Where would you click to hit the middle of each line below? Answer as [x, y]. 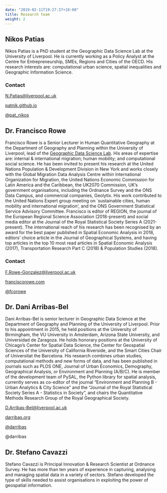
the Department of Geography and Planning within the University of [74, 148]
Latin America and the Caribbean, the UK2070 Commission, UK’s [72, 185]
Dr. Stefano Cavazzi [37, 452]
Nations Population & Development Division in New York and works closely [82, 169]
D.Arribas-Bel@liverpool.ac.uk [36, 408]
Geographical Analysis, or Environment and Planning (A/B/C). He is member [83, 372]
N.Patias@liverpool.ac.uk [31, 96]
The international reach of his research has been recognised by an [93, 227]
